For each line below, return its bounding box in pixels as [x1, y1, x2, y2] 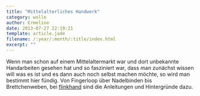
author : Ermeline [6, 20, 50, 25]
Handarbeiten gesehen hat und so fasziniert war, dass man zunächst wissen [6, 64, 194, 71]
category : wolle [6, 14, 47, 20]
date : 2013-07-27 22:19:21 [6, 25, 73, 31]
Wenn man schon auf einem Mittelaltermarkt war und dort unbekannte [6, 57, 179, 65]
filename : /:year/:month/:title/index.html [6, 36, 116, 42]
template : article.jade [6, 31, 66, 37]
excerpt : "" [6, 42, 36, 48]
